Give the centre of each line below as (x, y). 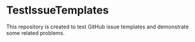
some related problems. (35, 33)
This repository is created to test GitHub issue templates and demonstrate (97, 27)
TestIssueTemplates (58, 10)
